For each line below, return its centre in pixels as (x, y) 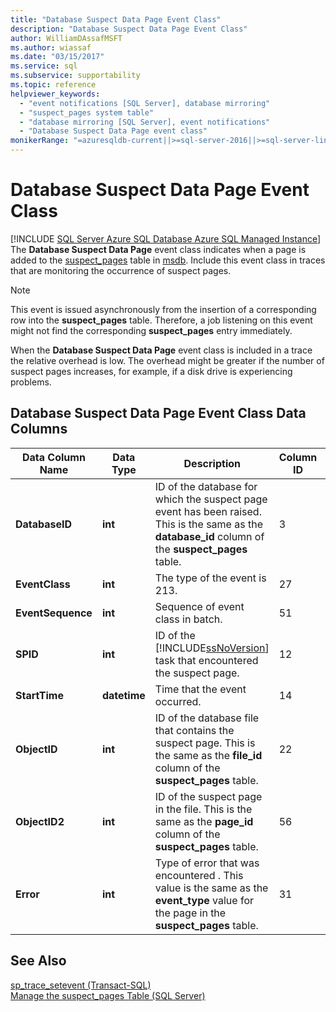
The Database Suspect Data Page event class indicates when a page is (158, 249)
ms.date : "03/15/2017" (57, 57)
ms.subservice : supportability (75, 76)
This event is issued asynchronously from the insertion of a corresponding (163, 309)
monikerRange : (40, 141)
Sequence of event (199, 606)
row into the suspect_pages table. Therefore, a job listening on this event (161, 320)
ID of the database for (206, 486)
